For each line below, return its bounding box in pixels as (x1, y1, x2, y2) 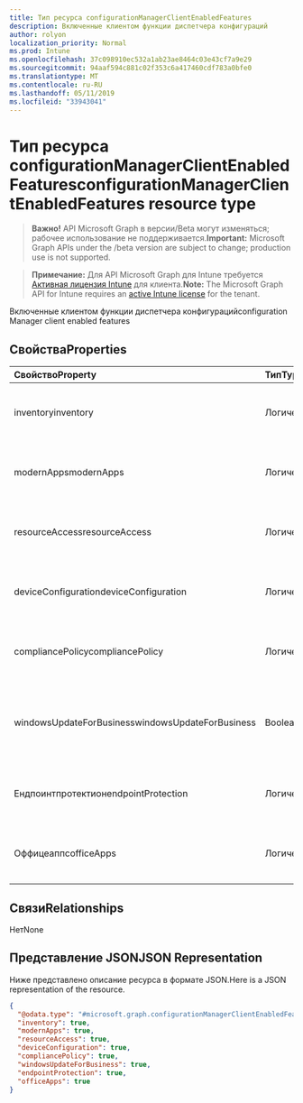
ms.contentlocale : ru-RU (9, 80, 103, 89)
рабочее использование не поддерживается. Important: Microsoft (31, 233, 286, 244)
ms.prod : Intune (9, 47, 70, 56)
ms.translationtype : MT (9, 72, 99, 81)
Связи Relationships (9, 900, 124, 915)
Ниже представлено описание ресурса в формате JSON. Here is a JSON (9, 974, 287, 985)
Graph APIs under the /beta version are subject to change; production (31, 243, 291, 253)
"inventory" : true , (17, 1018, 91, 1027)
